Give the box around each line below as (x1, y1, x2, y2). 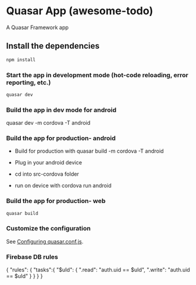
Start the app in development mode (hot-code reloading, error (6, 71, 189, 79)
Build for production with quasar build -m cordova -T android (14, 147, 165, 155)
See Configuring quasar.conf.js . (6, 237, 84, 245)
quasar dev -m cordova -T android (6, 119, 91, 126)
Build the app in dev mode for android (6, 106, 117, 114)
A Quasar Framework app (6, 24, 69, 31)
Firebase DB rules (6, 252, 58, 261)
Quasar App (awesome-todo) (6, 4, 153, 18)
